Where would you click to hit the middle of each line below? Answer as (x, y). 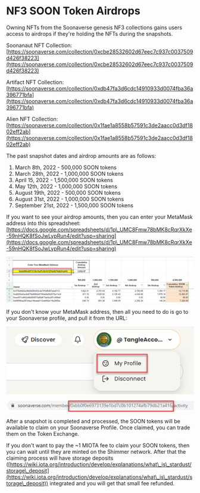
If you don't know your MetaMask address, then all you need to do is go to (97, 311)
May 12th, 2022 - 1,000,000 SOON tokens (66, 186)
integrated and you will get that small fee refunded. (112, 483)
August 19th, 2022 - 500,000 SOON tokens (68, 192)
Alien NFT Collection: (32, 119)
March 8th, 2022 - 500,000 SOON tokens (66, 167)
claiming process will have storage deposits (60, 458)
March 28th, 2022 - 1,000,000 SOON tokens (69, 173)
